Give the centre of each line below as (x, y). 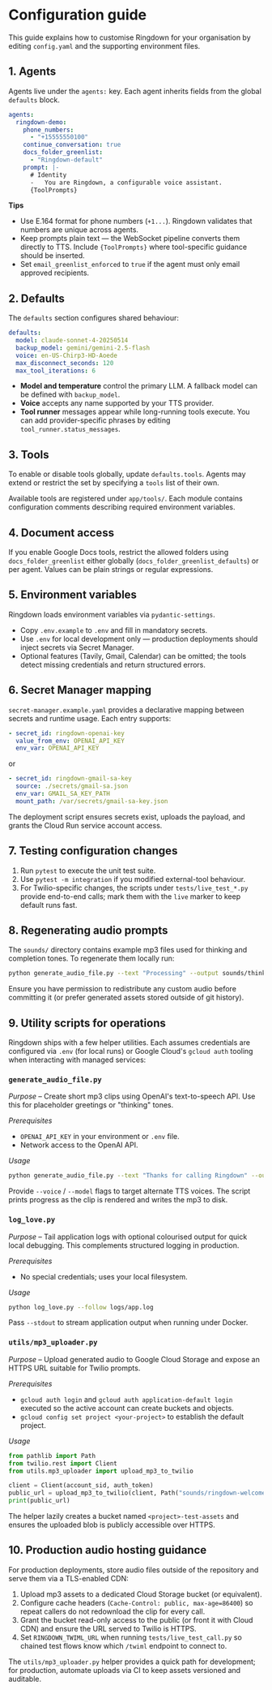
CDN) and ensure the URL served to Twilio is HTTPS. (108, 1628)
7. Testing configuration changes (93, 851)
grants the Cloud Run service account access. (85, 825)
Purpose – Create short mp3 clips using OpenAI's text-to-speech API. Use (132, 1096)
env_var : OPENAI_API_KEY (57, 748)
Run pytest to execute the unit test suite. (88, 871)
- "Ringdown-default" (66, 160)
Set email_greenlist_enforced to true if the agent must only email (130, 264)
